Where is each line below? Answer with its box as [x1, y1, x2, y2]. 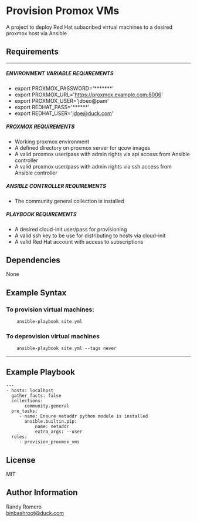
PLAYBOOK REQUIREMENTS [6, 211, 77, 218]
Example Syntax [6, 288, 67, 298]
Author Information [6, 487, 78, 497]
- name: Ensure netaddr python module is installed [19, 413, 148, 419]
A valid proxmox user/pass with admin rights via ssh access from [14, 163, 172, 170]
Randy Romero [6, 503, 42, 510]
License [6, 455, 36, 465]
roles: [11, 434, 28, 440]
